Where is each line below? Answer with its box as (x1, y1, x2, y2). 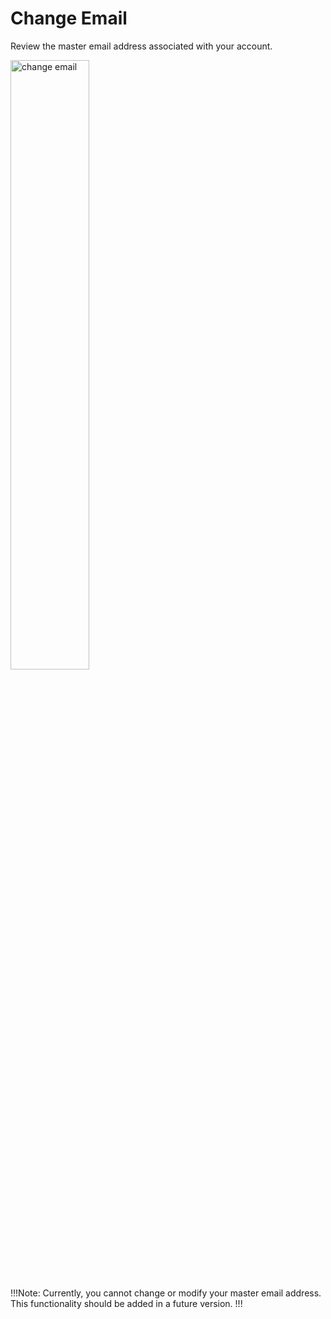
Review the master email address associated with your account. (10, 40, 273, 52)
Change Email (10, 7, 128, 30)
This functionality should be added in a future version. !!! (10, 1297, 243, 1309)
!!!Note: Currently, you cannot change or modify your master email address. (10, 1287, 322, 1299)
